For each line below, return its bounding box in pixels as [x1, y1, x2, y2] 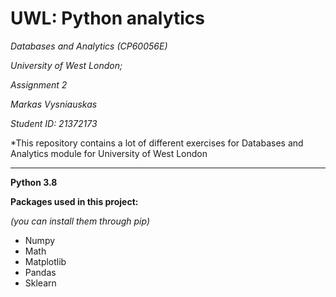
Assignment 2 [10, 78, 68, 91]
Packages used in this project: [10, 195, 139, 207]
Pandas [24, 266, 57, 278]
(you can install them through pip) [10, 215, 151, 227]
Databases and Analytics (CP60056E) [10, 40, 168, 52]
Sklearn [24, 277, 57, 289]
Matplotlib [24, 255, 67, 267]
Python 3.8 [10, 176, 58, 188]
